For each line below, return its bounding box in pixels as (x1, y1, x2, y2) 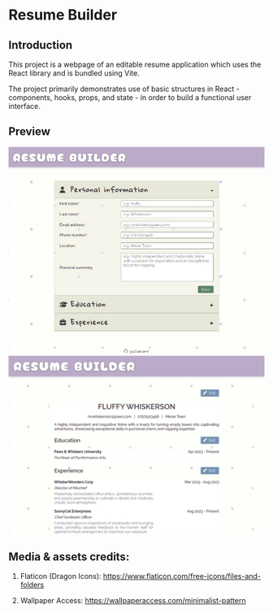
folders (19, 580, 45, 590)
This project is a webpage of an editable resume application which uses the (8, 59, 262, 69)
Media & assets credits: (8, 550, 130, 563)
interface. (8, 102, 41, 111)
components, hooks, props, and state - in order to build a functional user (8, 93, 252, 102)
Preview (8, 124, 51, 139)
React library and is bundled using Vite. (8, 68, 140, 78)
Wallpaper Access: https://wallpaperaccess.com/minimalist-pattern (19, 596, 246, 606)
